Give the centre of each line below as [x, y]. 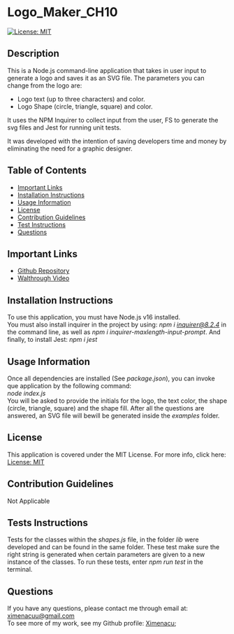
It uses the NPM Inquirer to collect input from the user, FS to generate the [113, 120]
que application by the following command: [69, 386]
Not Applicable [29, 501]
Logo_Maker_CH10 [63, 12]
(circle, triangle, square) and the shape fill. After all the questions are [106, 408]
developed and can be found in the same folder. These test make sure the [114, 547]
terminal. [20, 570]
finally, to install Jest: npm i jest [52, 340]
